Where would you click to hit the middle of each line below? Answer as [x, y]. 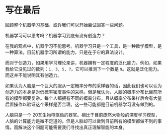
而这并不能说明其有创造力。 [34, 75]
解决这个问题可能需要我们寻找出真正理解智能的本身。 [73, 127]
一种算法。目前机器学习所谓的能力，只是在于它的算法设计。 [66, 52]
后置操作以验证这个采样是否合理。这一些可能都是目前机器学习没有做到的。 [81, 104]
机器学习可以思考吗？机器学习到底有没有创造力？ [55, 35]
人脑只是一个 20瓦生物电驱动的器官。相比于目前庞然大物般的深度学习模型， [83, 115]
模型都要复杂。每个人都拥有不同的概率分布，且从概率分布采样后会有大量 [88, 98]
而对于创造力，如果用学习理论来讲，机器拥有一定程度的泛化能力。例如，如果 [83, 63]
